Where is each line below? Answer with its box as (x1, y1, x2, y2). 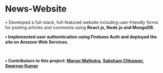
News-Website (5, 3, 67, 15)
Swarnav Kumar (5, 63, 39, 69)
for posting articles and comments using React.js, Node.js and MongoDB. (5, 24, 155, 30)
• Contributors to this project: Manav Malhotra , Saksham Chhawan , (5, 58, 144, 63)
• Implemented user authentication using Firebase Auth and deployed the (5, 34, 157, 40)
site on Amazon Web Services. (5, 39, 69, 44)
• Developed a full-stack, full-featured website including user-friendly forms (5, 19, 159, 25)
